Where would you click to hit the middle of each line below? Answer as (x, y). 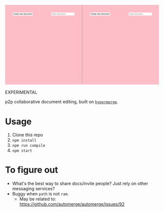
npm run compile (29, 146)
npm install (24, 141)
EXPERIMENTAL (21, 92)
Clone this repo (27, 135)
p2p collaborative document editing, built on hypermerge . (62, 102)
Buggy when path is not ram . (41, 194)
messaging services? (33, 189)
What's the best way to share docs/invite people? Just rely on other (80, 184)
